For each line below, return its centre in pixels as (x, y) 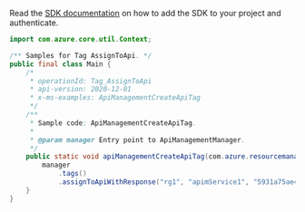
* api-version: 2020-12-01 (80, 90)
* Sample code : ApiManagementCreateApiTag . (113, 123)
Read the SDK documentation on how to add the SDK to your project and (145, 13)
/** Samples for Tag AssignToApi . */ (81, 55)
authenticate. (34, 23)
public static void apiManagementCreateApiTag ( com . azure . (138, 157)
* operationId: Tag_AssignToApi (91, 81)
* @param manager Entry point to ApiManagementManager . (138, 140)
